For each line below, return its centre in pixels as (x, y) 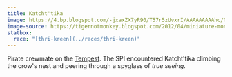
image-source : (28, 26)
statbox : (20, 33)
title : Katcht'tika (35, 13)
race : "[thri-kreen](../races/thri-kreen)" (77, 39)
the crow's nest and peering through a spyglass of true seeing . (97, 66)
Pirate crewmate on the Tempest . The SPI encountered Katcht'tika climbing (114, 58)
